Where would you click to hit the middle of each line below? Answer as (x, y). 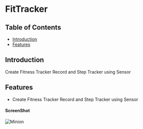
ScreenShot (18, 111)
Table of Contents (33, 27)
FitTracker (26, 9)
